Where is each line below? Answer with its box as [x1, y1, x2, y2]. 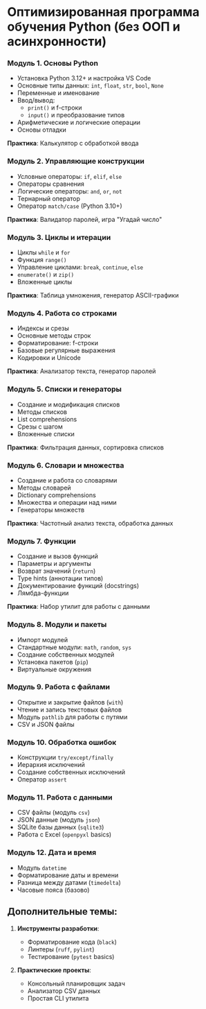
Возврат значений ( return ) [17, 567, 96, 576]
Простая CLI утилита [27, 994, 89, 1002]
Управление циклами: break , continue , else [17, 263, 144, 271]
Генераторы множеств [17, 506, 85, 514]
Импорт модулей [17, 635, 68, 644]
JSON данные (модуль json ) [17, 816, 100, 824]
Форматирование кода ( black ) [27, 938, 118, 946]
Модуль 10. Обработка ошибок [7, 737, 117, 747]
